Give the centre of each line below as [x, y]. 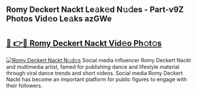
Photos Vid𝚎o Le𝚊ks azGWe [59, 19]
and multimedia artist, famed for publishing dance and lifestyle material [93, 67]
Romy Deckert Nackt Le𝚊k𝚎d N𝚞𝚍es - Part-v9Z [95, 10]
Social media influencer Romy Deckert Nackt [136, 60]
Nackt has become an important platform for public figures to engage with [97, 79]
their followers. [24, 85]
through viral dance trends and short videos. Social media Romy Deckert [95, 73]
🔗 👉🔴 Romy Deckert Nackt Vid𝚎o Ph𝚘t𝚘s [84, 43]
